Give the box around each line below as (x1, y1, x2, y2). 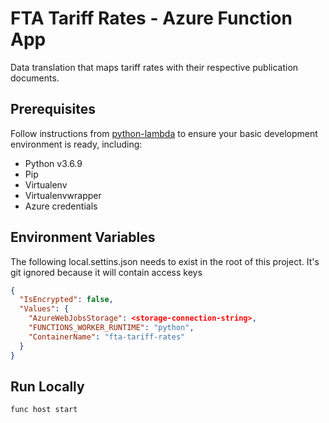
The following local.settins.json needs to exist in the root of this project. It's (10, 255, 320, 267)
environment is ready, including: (10, 138, 143, 150)
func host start (10, 405, 78, 415)
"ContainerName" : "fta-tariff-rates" (28, 332, 186, 342)
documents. (10, 72, 60, 84)
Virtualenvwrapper (24, 189, 102, 201)
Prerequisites (10, 101, 96, 118)
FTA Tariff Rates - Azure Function (10, 7, 293, 30)
